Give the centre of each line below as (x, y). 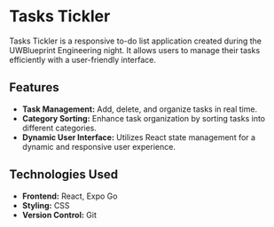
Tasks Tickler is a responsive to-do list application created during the (135, 41)
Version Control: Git (59, 215)
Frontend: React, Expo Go (70, 196)
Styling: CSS (46, 205)
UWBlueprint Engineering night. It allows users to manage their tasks (135, 50)
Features (34, 87)
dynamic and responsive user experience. (98, 146)
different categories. (59, 128)
